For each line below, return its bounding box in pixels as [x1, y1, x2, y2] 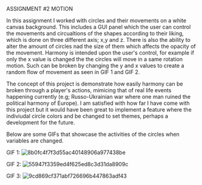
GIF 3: [6, 172, 22, 180]
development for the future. [6, 119, 75, 126]
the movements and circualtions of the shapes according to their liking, [6, 30, 184, 37]
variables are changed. [6, 137, 64, 144]
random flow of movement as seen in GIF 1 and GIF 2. [6, 69, 140, 75]
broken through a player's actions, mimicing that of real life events [6, 87, 172, 93]
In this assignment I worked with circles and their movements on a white [6, 17, 187, 24]
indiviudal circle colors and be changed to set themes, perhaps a [6, 112, 169, 119]
